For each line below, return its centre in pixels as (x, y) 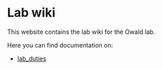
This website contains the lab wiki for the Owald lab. (81, 32)
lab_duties (32, 58)
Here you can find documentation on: (60, 45)
